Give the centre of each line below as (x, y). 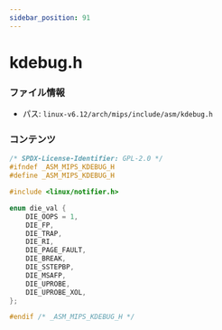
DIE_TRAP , (44, 233)
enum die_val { (38, 208)
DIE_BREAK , (46, 259)
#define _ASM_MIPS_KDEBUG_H (62, 176)
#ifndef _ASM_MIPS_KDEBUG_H (62, 167)
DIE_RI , (40, 242)
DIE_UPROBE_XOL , (56, 292)
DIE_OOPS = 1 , (52, 217)
